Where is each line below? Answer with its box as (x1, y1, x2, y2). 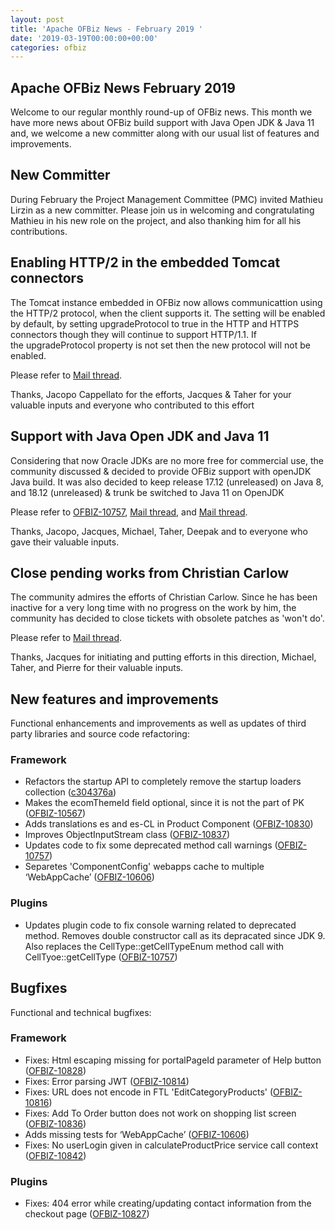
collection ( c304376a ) (24, 786, 117, 798)
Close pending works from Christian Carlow (10, 564, 290, 581)
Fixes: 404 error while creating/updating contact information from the (24, 1197, 312, 1210)
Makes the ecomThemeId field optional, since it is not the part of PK (24, 797, 305, 809)
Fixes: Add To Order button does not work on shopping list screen (24, 1107, 297, 1119)
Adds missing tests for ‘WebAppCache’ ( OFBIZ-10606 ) (24, 1128, 250, 1140)
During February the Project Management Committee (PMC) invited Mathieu (10, 193, 323, 205)
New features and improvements (10, 691, 219, 708)
